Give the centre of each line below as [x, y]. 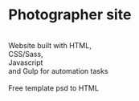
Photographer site [70, 15]
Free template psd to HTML [53, 88]
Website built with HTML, [50, 45]
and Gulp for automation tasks [58, 71]
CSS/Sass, [26, 54]
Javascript [26, 63]
